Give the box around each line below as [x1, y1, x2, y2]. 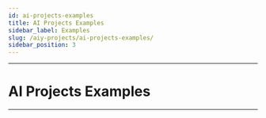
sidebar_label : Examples [8, 26, 90, 34]
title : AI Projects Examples [8, 19, 104, 27]
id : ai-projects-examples [8, 11, 93, 20]
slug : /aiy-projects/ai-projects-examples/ [8, 33, 154, 42]
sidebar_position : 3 [8, 41, 77, 49]
